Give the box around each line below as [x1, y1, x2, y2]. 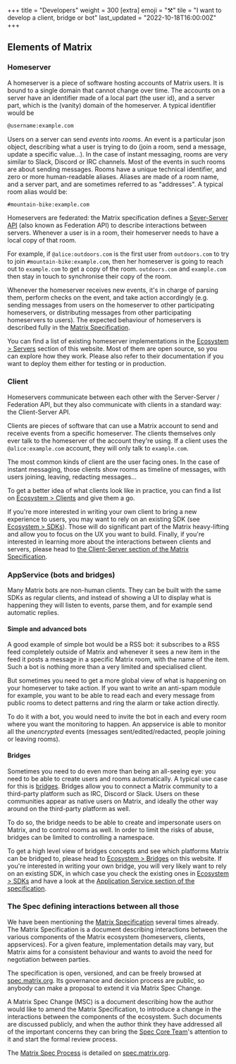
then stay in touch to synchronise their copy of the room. [7, 271, 173, 281]
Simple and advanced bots [7, 624, 87, 633]
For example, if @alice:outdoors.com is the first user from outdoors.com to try [7, 250, 230, 258]
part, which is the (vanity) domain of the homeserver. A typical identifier [7, 101, 216, 109]
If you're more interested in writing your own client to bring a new [7, 507, 197, 515]
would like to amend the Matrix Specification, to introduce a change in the [7, 1005, 222, 1013]
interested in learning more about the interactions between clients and [7, 537, 211, 546]
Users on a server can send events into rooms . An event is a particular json [7, 135, 225, 143]
